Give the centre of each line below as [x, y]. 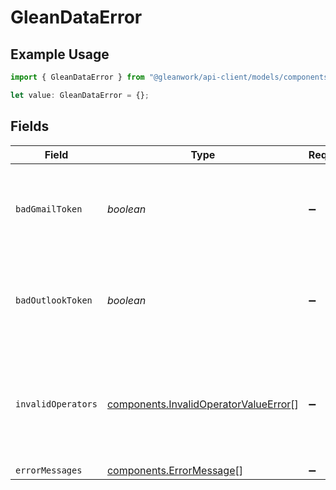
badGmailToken [49, 209]
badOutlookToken [54, 300]
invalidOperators [56, 404]
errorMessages [49, 470]
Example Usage [60, 54]
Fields [30, 126]
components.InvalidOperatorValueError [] [202, 404]
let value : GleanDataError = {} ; [80, 95]
